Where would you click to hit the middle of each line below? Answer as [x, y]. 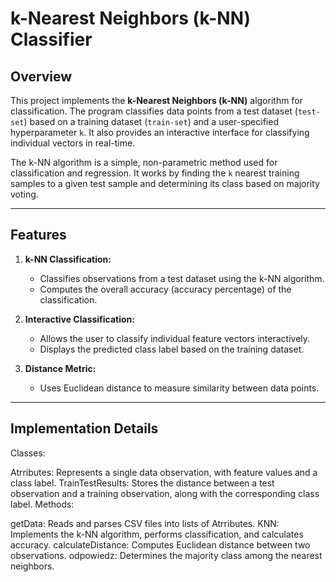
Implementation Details [84, 428]
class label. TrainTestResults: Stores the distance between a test [142, 483]
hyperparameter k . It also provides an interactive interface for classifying [160, 132]
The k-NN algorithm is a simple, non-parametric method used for [144, 162]
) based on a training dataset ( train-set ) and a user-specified [151, 121]
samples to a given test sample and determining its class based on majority [165, 183]
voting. [24, 194]
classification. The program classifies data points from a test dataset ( [154, 111]
